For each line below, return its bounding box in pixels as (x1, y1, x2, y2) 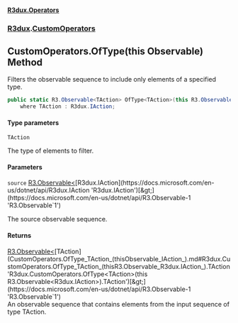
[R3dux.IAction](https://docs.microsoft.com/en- (75, 178, 215, 187)
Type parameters (7, 118, 59, 127)
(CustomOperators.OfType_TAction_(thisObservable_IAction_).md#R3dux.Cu (7, 254, 231, 263)
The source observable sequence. (7, 215, 108, 224)
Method (7, 56, 43, 68)
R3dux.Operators (7, 6, 59, 14)
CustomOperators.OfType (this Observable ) (7, 45, 204, 57)
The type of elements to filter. (7, 146, 94, 155)
